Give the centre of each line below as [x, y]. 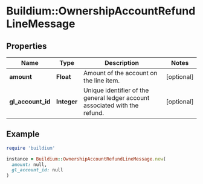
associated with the [111, 105]
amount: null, [29, 164]
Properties [27, 46]
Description [122, 63]
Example [23, 134]
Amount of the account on [121, 73]
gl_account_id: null [37, 170]
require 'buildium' [31, 148]
